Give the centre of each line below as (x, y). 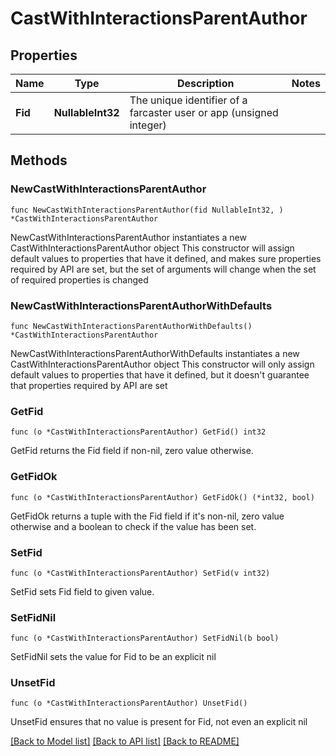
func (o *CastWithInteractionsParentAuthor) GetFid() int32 (138, 432)
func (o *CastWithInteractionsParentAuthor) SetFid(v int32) (140, 573)
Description (206, 83)
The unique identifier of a (188, 100)
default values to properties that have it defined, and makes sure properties (166, 258)
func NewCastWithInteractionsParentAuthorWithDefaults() (131, 326)
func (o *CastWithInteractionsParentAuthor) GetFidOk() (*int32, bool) (162, 497)
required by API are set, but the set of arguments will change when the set (163, 269)
